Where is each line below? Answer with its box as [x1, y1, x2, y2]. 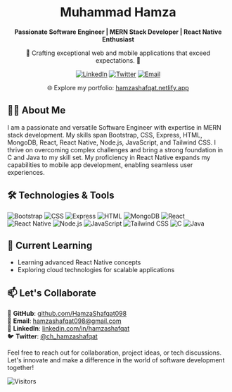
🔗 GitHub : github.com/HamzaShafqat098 [7, 310, 127, 318]
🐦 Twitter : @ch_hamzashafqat [7, 332, 98, 341]
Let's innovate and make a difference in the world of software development [7, 356, 225, 365]
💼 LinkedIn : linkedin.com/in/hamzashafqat [7, 324, 130, 333]
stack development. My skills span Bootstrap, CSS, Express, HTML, [7, 130, 202, 139]
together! [7, 364, 34, 372]
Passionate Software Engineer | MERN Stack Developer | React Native [14, 27, 222, 36]
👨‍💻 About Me [7, 104, 66, 116]
